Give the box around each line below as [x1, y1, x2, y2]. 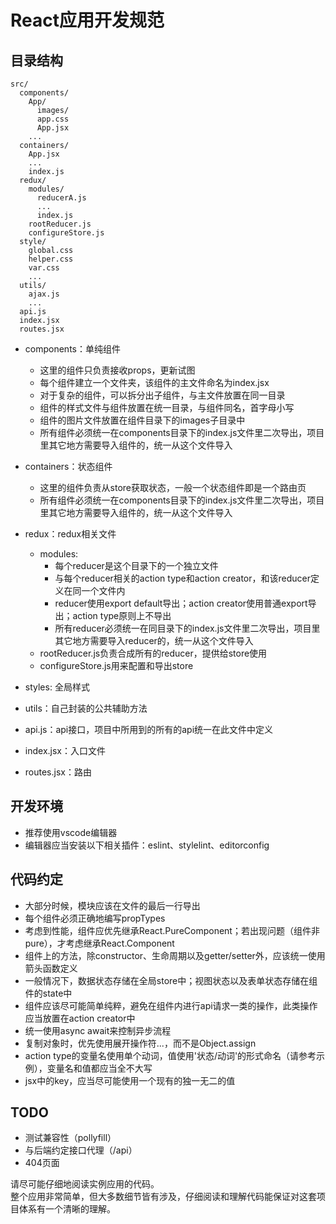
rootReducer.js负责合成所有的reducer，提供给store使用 [39, 647, 268, 659]
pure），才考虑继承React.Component [24, 937, 175, 949]
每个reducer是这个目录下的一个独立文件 [54, 560, 219, 571]
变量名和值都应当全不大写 [46, 1062, 153, 1074]
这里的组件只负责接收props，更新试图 [39, 364, 196, 376]
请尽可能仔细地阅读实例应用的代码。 [10, 1178, 160, 1190]
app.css [36, 114, 70, 124]
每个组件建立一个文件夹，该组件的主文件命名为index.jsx [39, 377, 270, 388]
